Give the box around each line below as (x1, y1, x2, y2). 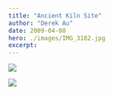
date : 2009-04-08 (8, 26, 67, 34)
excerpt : (8, 42, 38, 49)
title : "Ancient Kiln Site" (8, 11, 103, 20)
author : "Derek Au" (8, 19, 74, 27)
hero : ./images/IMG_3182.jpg (8, 34, 106, 42)
